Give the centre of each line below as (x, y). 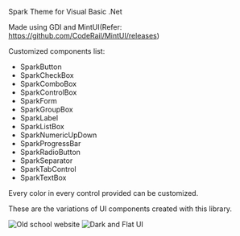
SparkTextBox (43, 177)
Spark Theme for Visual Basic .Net (65, 12)
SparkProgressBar (50, 143)
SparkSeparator (46, 161)
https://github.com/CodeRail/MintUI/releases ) (84, 36)
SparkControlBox (48, 92)
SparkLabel (39, 118)
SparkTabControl (48, 169)
